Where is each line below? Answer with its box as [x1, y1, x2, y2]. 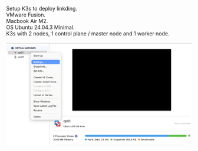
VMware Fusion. [6, 11, 46, 18]
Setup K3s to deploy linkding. [6, 5, 78, 12]
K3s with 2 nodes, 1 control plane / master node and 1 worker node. [6, 30, 170, 37]
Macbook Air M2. [6, 18, 48, 24]
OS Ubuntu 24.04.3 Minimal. [6, 24, 75, 31]
